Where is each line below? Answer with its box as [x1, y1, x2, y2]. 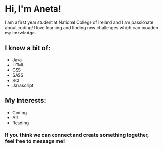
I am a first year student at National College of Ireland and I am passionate [5, 19, 154, 25]
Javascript [12, 83, 34, 88]
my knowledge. [5, 30, 36, 35]
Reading [12, 120, 29, 126]
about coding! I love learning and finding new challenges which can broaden [5, 24, 159, 30]
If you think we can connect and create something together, [5, 132, 149, 139]
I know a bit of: [5, 44, 51, 52]
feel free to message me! [5, 138, 65, 145]
